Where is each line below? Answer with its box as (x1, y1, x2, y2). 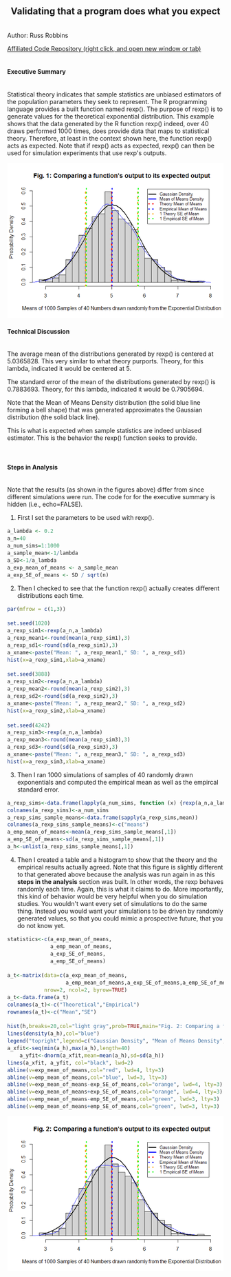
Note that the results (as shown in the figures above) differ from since (7, 485, 205, 494)
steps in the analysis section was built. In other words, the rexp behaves (16, 877, 224, 885)
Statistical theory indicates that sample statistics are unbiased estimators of (7, 90, 221, 99)
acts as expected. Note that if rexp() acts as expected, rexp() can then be (7, 141, 215, 150)
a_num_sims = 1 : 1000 (7, 543, 60, 550)
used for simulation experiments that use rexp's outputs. (7, 149, 167, 157)
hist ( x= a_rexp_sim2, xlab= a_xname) (7, 707, 107, 714)
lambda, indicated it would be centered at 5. (7, 365, 132, 373)
